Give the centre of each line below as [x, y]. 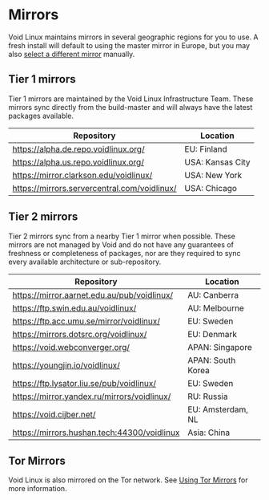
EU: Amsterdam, [218, 409]
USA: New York [213, 175]
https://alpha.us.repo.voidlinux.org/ [78, 162]
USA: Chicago [211, 188]
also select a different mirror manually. [72, 54]
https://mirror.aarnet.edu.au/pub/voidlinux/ [93, 295]
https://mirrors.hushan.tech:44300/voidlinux [96, 433]
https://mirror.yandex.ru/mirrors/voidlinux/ [92, 396]
